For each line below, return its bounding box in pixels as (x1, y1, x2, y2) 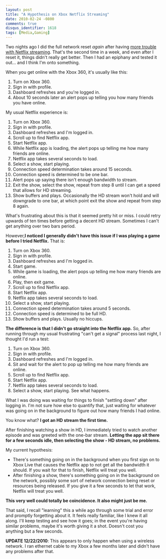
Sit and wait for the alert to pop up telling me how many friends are (12, 362, 149, 367)
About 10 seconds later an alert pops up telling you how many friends (12, 94, 154, 100)
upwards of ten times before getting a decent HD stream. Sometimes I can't (5, 218, 159, 224)
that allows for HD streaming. (12, 187, 72, 193)
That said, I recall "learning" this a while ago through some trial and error (5, 508, 153, 513)
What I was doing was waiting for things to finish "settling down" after (5, 397, 147, 403)
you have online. (12, 100, 46, 105)
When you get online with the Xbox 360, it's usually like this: (5, 69, 128, 75)
